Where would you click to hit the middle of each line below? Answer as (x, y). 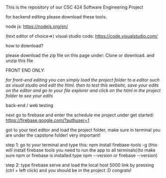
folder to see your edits (30, 96)
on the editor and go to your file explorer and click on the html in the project (83, 90)
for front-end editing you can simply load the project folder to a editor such (83, 80)
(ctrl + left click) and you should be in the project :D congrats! (69, 170)
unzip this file (19, 61)
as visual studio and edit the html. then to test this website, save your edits (82, 85)
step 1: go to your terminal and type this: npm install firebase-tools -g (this (82, 145)
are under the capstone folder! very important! (53, 135)
